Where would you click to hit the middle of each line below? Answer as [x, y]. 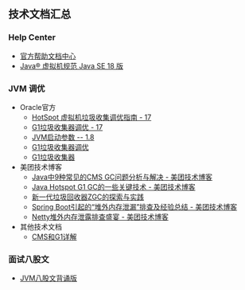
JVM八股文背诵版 [49, 278]
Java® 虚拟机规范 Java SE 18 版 [72, 65]
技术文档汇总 [40, 14]
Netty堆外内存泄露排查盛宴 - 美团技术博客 [100, 217]
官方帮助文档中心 [48, 56]
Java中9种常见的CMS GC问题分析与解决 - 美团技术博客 [122, 177]
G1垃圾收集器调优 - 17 [67, 127]
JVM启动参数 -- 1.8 [63, 137]
